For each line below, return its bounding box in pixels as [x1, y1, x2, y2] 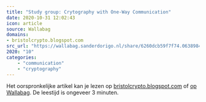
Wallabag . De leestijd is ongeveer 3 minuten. [6, 89, 119, 97]
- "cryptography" [17, 65, 62, 72]
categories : [6, 54, 37, 60]
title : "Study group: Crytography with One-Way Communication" [6, 9, 172, 15]
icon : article [6, 20, 43, 26]
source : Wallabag [6, 26, 51, 32]
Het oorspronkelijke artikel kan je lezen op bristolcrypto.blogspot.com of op [6, 82, 197, 90]
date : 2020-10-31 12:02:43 [6, 15, 75, 21]
